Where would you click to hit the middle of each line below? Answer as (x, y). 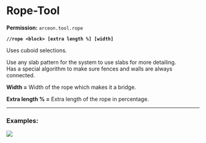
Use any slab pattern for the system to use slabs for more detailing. (91, 62)
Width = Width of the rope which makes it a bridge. (71, 87)
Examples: (22, 120)
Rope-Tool (33, 11)
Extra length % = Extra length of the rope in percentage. (78, 99)
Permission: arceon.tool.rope (45, 28)
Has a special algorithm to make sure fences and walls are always (90, 69)
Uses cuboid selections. (37, 50)
